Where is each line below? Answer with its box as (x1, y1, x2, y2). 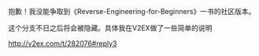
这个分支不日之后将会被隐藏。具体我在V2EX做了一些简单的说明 (8, 23, 213, 33)
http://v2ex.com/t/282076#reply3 (8, 39, 117, 48)
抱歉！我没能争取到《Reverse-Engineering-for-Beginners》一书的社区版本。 (8, 7, 256, 16)
